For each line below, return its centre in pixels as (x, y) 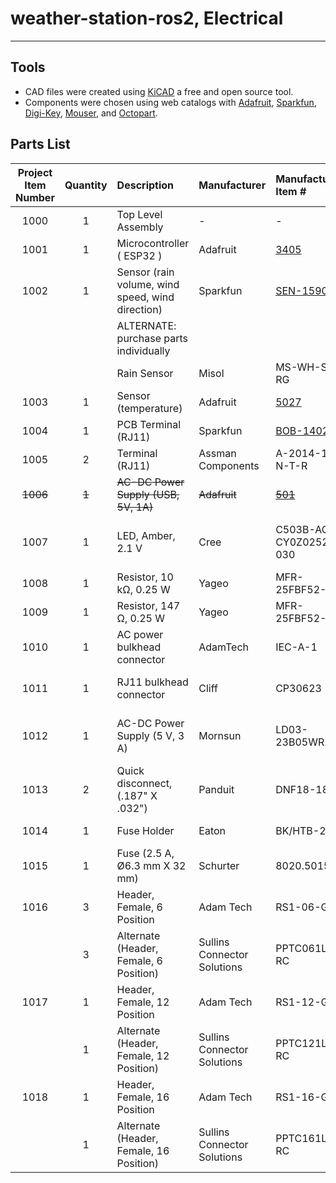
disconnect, (144, 783)
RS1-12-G (302, 1002)
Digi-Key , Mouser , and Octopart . (91, 113)
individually (143, 350)
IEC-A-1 (296, 647)
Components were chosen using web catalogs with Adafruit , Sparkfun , (170, 102)
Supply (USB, (148, 494)
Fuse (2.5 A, (145, 853)
